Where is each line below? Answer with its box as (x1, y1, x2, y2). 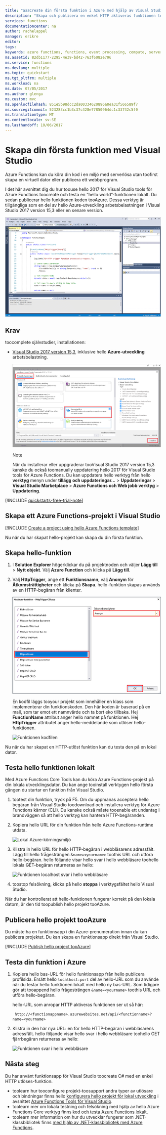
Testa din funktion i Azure (5, 958, 86, 966)
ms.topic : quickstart (5, 71, 50, 76)
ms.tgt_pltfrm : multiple (5, 76, 56, 81)
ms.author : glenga (5, 91, 43, 96)
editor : (5, 40, 21, 44)
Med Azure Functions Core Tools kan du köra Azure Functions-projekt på (5, 777, 154, 783)
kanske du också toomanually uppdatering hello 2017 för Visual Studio (12, 467, 156, 473)
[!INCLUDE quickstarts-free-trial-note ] (5, 497, 83, 503)
